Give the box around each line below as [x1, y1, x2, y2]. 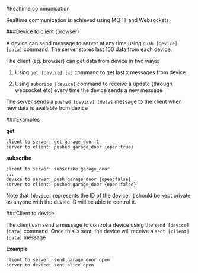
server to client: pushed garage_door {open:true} [6, 144, 134, 150]
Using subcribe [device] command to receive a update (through [14, 80, 173, 87]
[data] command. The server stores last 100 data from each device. [6, 46, 173, 53]
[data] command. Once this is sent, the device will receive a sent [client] [6, 228, 190, 234]
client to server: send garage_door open [6, 257, 110, 263]
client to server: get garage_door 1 [6, 139, 100, 145]
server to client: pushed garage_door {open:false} [6, 182, 136, 188]
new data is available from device [6, 104, 88, 112]
